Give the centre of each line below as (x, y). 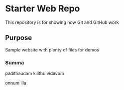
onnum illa (16, 83)
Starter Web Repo (43, 9)
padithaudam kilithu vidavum (35, 73)
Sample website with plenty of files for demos (52, 49)
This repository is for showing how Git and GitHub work (62, 22)
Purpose (19, 38)
